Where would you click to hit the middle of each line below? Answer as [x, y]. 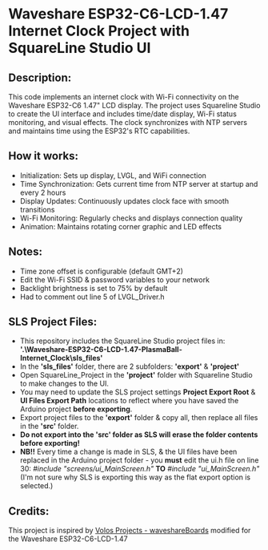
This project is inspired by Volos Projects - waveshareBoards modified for [130, 531]
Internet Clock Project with [99, 31]
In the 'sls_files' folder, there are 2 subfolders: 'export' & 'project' [130, 366]
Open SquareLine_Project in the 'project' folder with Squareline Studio [136, 375]
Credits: [29, 511]
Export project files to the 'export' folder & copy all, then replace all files [139, 418]
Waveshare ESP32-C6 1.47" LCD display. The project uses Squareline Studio [134, 105]
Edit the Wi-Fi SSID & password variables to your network [115, 279]
